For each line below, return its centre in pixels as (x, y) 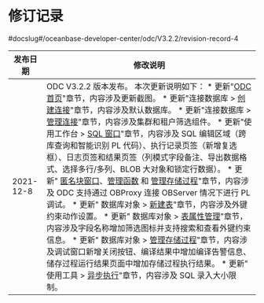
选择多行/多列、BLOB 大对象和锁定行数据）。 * (147, 168)
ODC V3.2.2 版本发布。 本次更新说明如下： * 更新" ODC (148, 86)
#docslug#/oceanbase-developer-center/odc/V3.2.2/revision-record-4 (123, 38)
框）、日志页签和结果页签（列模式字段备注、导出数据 (143, 157)
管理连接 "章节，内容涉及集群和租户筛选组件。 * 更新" (145, 121)
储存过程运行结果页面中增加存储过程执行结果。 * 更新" (147, 263)
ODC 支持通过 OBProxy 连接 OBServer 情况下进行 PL (153, 192)
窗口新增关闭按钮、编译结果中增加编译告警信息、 (160, 251)
